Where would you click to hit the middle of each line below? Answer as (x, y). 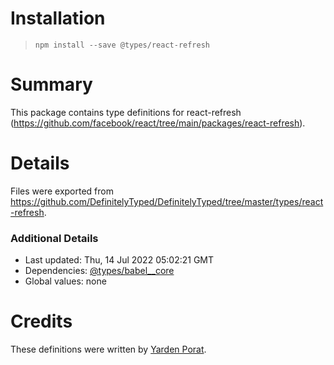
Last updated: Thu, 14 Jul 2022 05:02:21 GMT (119, 260)
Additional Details (54, 238)
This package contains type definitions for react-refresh (126, 112)
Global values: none (65, 281)
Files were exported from (62, 191)
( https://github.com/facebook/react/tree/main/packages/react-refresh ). (158, 123)
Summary (51, 84)
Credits (41, 321)
